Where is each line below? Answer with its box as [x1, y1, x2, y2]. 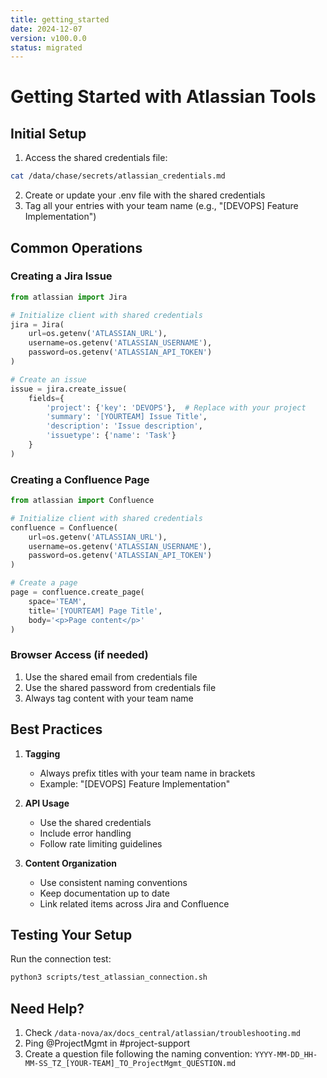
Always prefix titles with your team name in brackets [39, 767, 256, 779]
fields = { [28, 393, 65, 403]
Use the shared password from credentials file [24, 681, 217, 693]
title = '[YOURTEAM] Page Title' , [28, 606, 163, 616]
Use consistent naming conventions [39, 876, 188, 888]
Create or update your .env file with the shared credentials [24, 189, 266, 201]
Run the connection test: [10, 953, 112, 965]
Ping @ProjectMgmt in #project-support [24, 1037, 191, 1050]
